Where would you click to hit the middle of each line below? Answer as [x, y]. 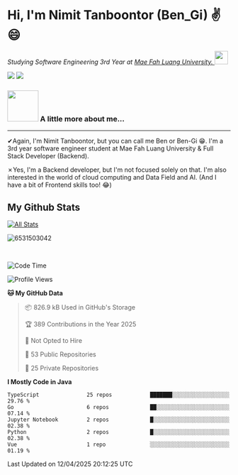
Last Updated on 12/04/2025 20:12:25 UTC [70, 464]
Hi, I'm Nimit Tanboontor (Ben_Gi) [108, 15]
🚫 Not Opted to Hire [53, 341]
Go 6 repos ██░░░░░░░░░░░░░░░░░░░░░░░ [119, 408]
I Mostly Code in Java [40, 382]
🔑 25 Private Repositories [62, 368]
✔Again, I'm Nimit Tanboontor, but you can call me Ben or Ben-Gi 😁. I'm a [115, 141]
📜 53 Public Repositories [61, 354]
